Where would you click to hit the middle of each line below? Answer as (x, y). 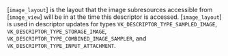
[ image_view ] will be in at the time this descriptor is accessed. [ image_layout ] (114, 17)
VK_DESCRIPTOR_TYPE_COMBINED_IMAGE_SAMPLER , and (77, 38)
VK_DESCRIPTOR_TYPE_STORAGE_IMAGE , (57, 31)
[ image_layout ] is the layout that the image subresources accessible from (110, 10)
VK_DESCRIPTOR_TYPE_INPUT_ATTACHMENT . (61, 46)
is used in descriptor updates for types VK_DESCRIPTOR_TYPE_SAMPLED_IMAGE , (112, 24)
